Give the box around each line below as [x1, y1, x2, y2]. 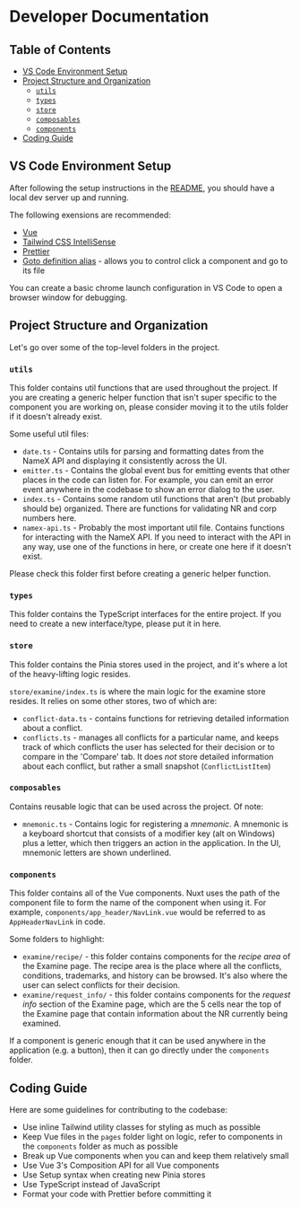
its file [21, 265, 46, 276]
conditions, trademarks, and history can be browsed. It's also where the [21, 970, 288, 981]
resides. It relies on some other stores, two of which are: [9, 695, 218, 706]
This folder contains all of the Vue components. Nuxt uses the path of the [9, 887, 280, 899]
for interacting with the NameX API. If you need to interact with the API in [21, 532, 291, 542]
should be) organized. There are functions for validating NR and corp [21, 503, 278, 514]
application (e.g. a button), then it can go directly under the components [9, 1045, 270, 1056]
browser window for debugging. [9, 292, 128, 303]
